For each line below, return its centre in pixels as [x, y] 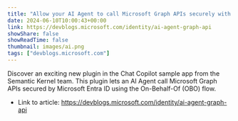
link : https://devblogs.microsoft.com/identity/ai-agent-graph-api [110, 27]
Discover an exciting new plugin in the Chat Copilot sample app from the [114, 73]
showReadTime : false [38, 40]
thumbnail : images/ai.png [46, 47]
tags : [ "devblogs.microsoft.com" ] [59, 54]
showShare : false [33, 34]
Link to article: [38, 102]
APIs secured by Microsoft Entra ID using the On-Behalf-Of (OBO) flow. [112, 88]
